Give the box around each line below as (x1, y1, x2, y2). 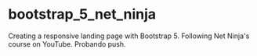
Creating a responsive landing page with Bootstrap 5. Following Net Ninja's (8, 31, 250, 40)
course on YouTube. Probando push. (8, 39, 127, 48)
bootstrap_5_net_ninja (8, 5, 157, 23)
